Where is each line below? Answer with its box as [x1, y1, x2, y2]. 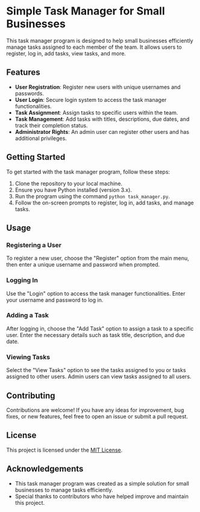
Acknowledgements [6, 464, 84, 474]
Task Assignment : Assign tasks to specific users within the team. [14, 109, 178, 116]
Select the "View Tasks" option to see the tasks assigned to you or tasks [6, 367, 186, 374]
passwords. [14, 89, 44, 97]
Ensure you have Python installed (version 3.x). [14, 186, 133, 194]
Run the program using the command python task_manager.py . [14, 192, 170, 200]
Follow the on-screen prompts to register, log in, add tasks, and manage [14, 199, 194, 206]
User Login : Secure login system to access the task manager [14, 96, 167, 103]
